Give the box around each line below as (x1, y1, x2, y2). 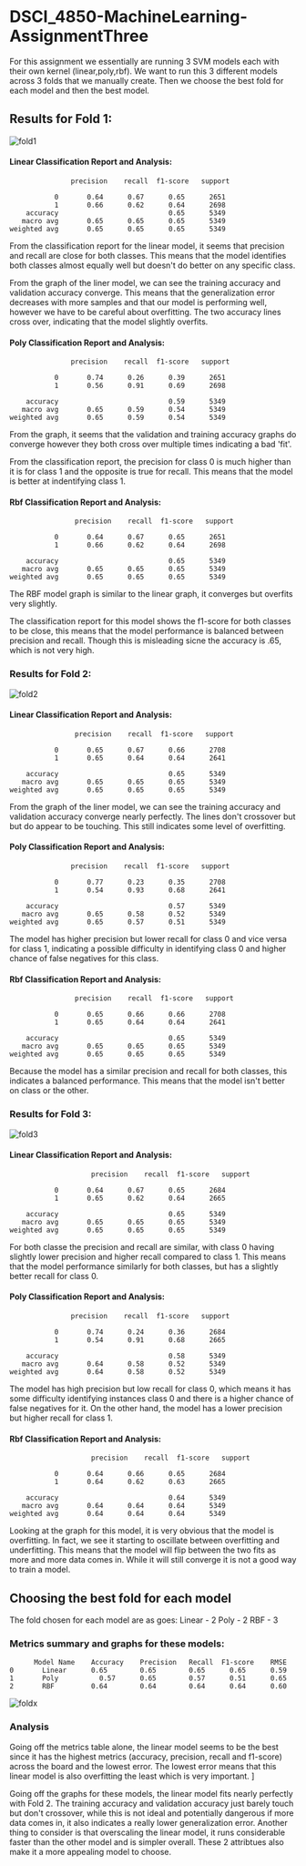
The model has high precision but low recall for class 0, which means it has (9, 1383, 291, 1394)
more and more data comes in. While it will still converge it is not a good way (9, 1554, 297, 1565)
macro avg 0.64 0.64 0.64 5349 (21, 1502, 226, 1511)
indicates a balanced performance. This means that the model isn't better (9, 1075, 285, 1086)
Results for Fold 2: (9, 668, 92, 681)
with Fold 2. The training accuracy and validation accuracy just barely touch (9, 1798, 294, 1809)
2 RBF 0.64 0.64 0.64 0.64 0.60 (9, 1682, 287, 1691)
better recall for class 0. (9, 1270, 98, 1281)
